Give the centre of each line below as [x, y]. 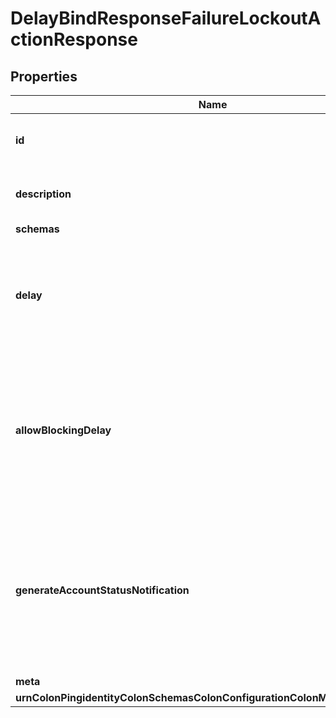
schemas [37, 229]
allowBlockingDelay [63, 430]
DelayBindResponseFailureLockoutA [166, 18]
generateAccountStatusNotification [102, 590]
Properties [44, 76]
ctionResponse [74, 39]
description [43, 194]
